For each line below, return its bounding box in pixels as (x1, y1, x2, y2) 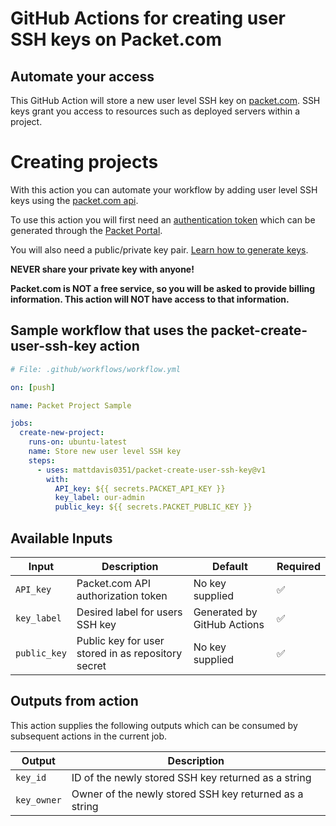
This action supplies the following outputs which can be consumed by (10, 719, 298, 731)
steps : (28, 455, 56, 466)
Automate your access (10, 68, 155, 85)
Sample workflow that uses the (10, 322, 208, 339)
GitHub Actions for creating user (10, 7, 286, 30)
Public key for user (76, 633, 165, 647)
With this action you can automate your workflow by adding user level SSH (10, 183, 318, 196)
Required (276, 559, 321, 573)
